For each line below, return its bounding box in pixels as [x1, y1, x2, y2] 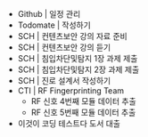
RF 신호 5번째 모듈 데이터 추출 [30, 107, 136, 117]
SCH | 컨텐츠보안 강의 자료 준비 [17, 31, 127, 41]
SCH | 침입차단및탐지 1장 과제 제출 [17, 53, 138, 63]
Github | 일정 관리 [17, 9, 81, 19]
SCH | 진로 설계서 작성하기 [17, 76, 111, 85]
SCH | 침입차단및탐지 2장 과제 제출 [17, 64, 140, 75]
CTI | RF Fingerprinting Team [17, 85, 125, 96]
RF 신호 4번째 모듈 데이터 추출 [30, 96, 136, 106]
